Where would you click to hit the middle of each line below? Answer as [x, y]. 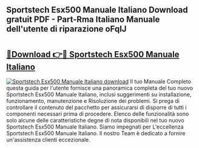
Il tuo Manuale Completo [160, 81]
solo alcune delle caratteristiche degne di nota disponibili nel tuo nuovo [95, 120]
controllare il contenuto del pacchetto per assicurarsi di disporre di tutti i [96, 107]
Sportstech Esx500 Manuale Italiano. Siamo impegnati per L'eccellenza [95, 127]
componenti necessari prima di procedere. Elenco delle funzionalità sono [98, 114]
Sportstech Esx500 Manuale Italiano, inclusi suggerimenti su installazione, [99, 94]
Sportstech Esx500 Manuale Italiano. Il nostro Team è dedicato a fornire [96, 133]
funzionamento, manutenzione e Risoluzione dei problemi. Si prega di [93, 101]
